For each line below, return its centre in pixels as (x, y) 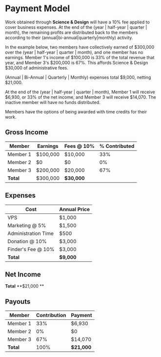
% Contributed (117, 146)
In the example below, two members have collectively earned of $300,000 (80, 47)
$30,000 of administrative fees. (37, 68)
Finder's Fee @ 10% (31, 249)
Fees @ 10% (80, 146)
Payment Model (38, 9)
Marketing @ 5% (27, 225)
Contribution (51, 315)
